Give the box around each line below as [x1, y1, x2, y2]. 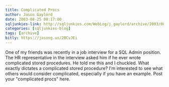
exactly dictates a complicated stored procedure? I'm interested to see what [5, 65, 163, 71]
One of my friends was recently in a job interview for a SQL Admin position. [5, 49, 161, 55]
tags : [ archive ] [5, 31, 39, 36]
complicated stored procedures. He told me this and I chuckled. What [5, 60, 149, 66]
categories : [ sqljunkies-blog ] [5, 26, 71, 31]
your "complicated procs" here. [5, 76, 70, 82]
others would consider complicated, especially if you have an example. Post [5, 70, 162, 76]
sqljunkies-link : [5, 21, 42, 27]
